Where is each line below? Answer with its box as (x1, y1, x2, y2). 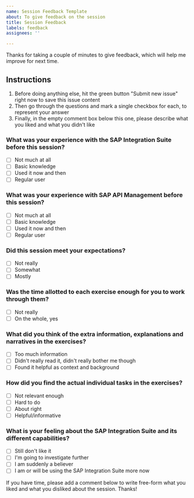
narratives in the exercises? (6, 337, 86, 345)
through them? (6, 295, 50, 303)
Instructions (6, 74, 51, 85)
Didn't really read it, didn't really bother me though (14, 357, 136, 364)
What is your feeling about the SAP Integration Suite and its (6, 427, 178, 435)
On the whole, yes (14, 315, 58, 322)
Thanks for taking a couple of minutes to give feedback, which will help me (6, 51, 186, 58)
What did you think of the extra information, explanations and (6, 330, 184, 338)
